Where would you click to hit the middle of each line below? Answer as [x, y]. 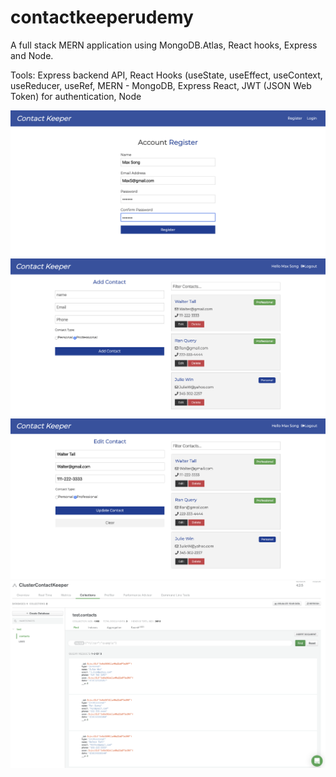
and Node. [32, 55]
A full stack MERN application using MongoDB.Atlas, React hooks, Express [164, 45]
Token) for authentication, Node [76, 96]
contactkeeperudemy [102, 17]
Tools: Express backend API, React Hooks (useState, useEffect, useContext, [166, 75]
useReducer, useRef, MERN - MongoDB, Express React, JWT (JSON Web [161, 85]
